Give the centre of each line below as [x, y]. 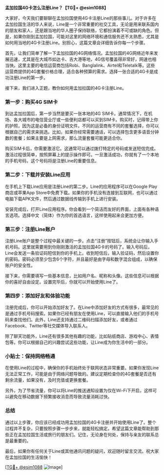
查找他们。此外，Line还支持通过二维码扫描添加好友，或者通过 [75, 320]
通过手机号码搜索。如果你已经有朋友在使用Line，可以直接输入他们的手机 [82, 314]
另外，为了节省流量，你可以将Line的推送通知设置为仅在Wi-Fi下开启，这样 [79, 391]
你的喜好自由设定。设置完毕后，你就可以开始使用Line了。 [63, 282]
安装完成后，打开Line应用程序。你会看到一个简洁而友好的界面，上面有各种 [80, 209]
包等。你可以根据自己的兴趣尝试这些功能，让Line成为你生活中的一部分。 [78, 343]
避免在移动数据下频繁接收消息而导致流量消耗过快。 [61, 396]
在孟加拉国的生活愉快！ [29, 457]
